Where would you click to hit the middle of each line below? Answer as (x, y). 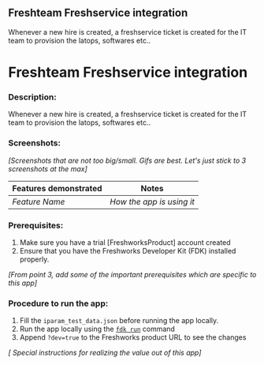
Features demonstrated (57, 188)
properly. (34, 259)
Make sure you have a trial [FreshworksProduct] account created (125, 242)
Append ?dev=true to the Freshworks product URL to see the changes (133, 337)
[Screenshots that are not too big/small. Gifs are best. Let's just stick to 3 (127, 160)
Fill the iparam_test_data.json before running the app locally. (119, 321)
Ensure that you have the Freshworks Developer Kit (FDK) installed (128, 250)
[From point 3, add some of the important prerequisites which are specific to (132, 274)
